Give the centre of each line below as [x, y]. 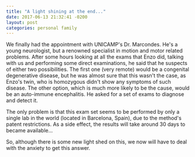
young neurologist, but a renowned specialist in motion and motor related [94, 51]
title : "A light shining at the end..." [56, 11]
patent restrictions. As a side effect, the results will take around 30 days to [96, 124]
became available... [30, 131]
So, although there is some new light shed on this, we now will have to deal [97, 142]
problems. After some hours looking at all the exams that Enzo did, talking [95, 57]
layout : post [22, 22]
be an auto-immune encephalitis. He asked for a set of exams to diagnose [95, 94]
